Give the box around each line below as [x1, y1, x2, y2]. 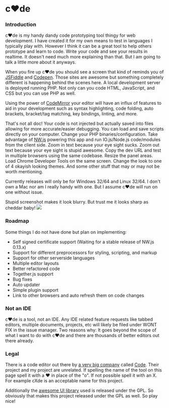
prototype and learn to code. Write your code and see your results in [5, 48, 148, 54]
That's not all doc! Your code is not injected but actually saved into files [5, 120, 154, 126]
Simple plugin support [12, 287, 59, 293]
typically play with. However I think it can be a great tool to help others [5, 43, 152, 49]
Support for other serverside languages [12, 255, 95, 261]
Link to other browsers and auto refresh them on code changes [12, 292, 144, 298]
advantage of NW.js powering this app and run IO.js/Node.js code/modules [5, 137, 161, 143]
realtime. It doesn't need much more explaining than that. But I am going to [5, 54, 160, 60]
